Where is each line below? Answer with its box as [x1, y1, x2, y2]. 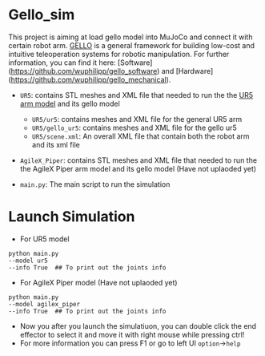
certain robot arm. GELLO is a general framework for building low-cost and [8, 40, 255, 50]
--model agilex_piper [8, 300, 81, 308]
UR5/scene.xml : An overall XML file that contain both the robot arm [31, 131, 250, 141]
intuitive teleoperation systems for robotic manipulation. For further [8, 49, 230, 59]
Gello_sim [8, 6, 75, 24]
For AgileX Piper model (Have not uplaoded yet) [19, 277, 178, 287]
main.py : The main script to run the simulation [19, 179, 171, 189]
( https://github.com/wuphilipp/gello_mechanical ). [8, 75, 171, 84]
